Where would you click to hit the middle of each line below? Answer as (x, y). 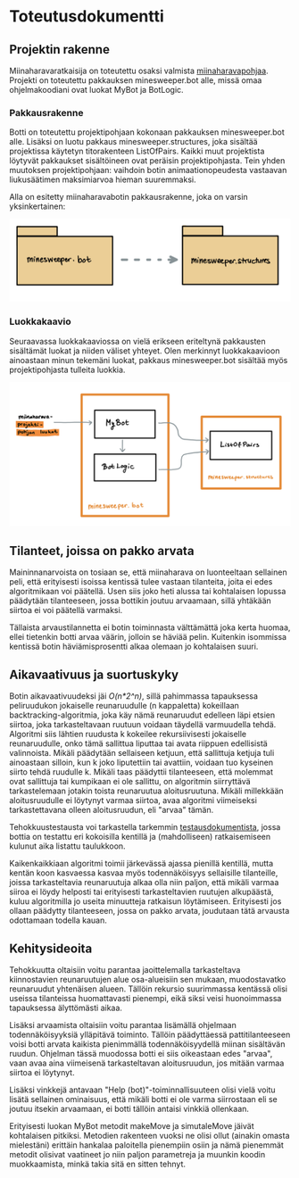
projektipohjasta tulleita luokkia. (67, 369)
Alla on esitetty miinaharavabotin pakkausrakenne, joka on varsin (129, 197)
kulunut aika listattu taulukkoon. (68, 846)
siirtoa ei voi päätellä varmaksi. (66, 610)
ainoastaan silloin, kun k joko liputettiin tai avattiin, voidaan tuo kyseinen (141, 763)
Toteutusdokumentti (87, 17)
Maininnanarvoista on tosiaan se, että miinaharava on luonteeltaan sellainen (148, 572)
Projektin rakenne (59, 50)
